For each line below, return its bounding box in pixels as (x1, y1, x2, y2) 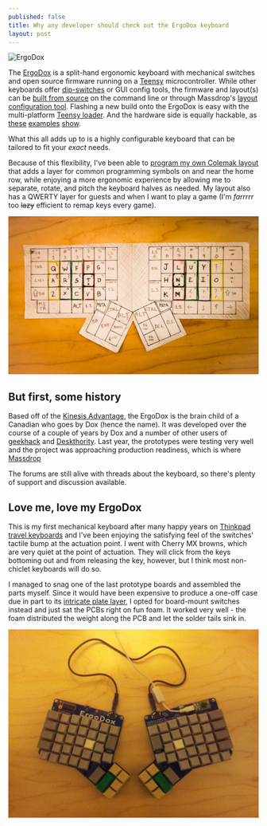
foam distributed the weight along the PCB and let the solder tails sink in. (8, 613, 246, 623)
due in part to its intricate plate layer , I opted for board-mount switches (8, 596, 240, 606)
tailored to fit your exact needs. (8, 143, 111, 152)
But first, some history (8, 390, 122, 403)
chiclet (8, 564, 30, 573)
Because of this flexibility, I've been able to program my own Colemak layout (8, 158, 259, 167)
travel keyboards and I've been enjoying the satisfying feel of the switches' (8, 530, 254, 540)
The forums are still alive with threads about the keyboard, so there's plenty (8, 469, 256, 478)
